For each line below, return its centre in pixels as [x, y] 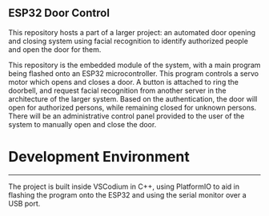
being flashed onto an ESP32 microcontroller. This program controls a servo [133, 73]
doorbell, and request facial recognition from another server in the [117, 90]
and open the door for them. [55, 49]
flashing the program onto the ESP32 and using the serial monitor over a [127, 194]
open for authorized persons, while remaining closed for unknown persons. [132, 107]
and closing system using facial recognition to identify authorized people [128, 41]
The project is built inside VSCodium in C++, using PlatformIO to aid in [124, 186]
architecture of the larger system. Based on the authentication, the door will [133, 98]
